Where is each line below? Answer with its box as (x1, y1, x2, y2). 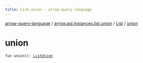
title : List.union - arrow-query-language (5, 7, 92, 12)
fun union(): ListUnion (5, 53, 53, 58)
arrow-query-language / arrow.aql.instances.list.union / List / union (5, 20, 138, 26)
